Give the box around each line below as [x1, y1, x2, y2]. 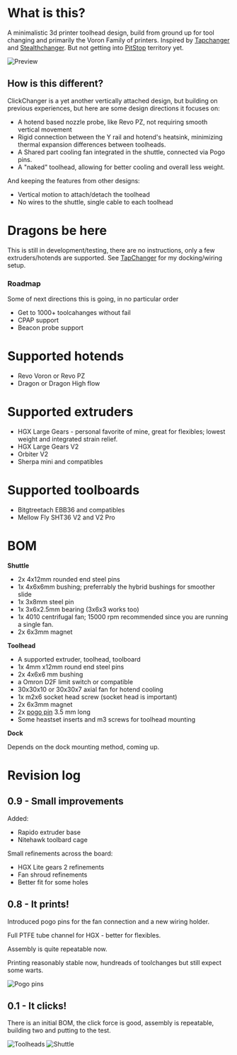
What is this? [7, 5, 86, 21]
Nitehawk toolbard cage [17, 835, 88, 843]
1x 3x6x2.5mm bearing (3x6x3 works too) [17, 605, 139, 613]
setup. [7, 260, 26, 270]
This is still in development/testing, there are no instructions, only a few [7, 246, 215, 254]
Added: [7, 814, 29, 822]
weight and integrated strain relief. [17, 434, 118, 443]
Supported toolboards [7, 483, 140, 498]
